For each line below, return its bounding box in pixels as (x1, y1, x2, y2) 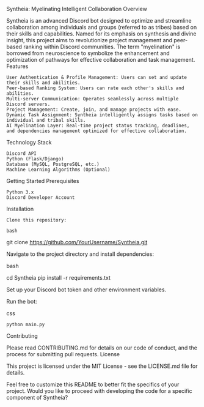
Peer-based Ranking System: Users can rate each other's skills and (6, 85, 184, 91)
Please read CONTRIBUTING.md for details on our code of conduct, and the (6, 344, 197, 351)
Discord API (6, 151, 37, 157)
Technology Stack (6, 139, 52, 146)
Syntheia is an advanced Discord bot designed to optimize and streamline (6, 17, 192, 24)
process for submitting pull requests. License (6, 351, 120, 357)
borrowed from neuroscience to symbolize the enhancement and (6, 50, 170, 57)
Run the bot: (6, 298, 38, 305)
